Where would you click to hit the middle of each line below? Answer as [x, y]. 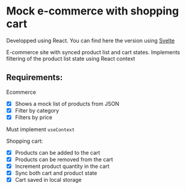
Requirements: [35, 77]
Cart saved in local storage [48, 180]
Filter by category [37, 110]
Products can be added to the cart [57, 152]
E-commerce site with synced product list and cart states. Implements [93, 52]
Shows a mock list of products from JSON [67, 104]
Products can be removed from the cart [64, 160]
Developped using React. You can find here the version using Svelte [91, 40]
